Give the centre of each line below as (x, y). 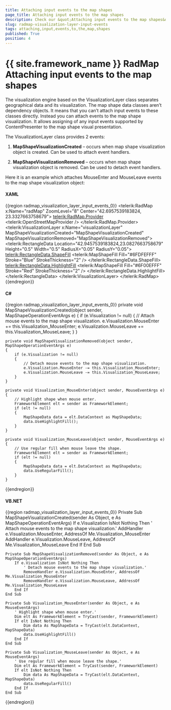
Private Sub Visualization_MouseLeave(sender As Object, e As (73, 653)
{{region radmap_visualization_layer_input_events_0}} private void (74, 305)
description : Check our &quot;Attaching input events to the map (76, 19)
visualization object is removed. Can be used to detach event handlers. (87, 167)
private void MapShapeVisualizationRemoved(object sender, (69, 341)
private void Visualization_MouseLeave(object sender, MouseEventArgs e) (85, 440)
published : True (22, 34)
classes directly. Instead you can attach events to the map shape (73, 116)
